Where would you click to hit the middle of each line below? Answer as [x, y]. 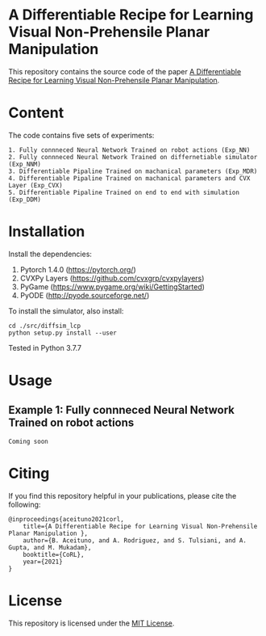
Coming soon [28, 441]
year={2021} [43, 562]
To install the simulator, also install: [66, 311]
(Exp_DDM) [25, 200]
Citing [29, 474]
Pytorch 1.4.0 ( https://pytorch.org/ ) [78, 269]
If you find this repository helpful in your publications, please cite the [123, 495]
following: [25, 504]
